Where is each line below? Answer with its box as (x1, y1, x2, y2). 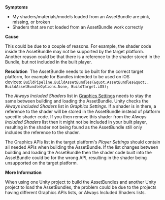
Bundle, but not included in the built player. (5, 59, 92, 65)
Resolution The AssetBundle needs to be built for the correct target (5, 68, 144, 74)
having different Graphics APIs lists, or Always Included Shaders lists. (5, 190, 146, 195)
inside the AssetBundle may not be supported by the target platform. (5, 49, 144, 54)
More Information (5, 169, 42, 175)
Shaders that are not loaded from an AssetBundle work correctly (12, 24, 144, 30)
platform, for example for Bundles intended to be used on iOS (5, 74, 130, 79)
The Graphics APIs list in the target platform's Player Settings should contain (5, 139, 161, 145)
